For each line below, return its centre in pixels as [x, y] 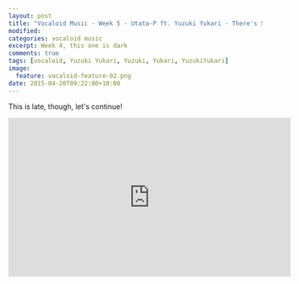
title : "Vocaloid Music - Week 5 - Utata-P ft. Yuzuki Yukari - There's [133, 23]
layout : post [30, 16]
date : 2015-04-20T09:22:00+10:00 [64, 83]
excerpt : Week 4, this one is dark [68, 46]
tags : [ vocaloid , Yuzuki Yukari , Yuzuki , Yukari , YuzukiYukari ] [118, 61]
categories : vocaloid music [56, 38]
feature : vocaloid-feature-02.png [73, 76]
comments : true [34, 53]
